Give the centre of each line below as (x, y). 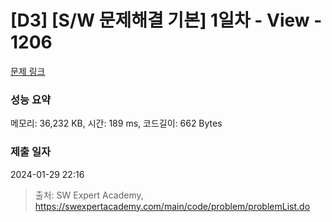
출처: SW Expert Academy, (89, 195)
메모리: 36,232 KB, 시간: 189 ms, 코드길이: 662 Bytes (116, 123)
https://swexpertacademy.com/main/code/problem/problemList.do (172, 206)
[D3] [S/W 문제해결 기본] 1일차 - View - (166, 20)
